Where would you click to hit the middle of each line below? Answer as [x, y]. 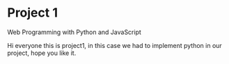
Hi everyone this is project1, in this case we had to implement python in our [115, 45]
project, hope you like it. [42, 53]
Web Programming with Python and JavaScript [74, 32]
